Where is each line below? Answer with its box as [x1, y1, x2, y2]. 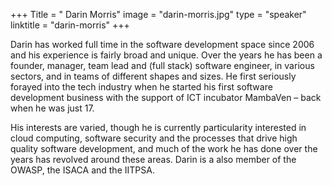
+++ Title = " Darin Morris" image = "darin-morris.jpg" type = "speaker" [10, 9, 307, 20]
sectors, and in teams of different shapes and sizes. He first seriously [10, 70, 297, 82]
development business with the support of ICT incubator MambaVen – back [10, 92, 322, 103]
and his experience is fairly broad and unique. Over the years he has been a [10, 49, 323, 61]
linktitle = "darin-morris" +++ [10, 19, 130, 31]
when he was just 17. [10, 102, 95, 114]
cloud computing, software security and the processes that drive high [10, 132, 298, 144]
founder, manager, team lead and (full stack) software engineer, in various [10, 60, 315, 71]
